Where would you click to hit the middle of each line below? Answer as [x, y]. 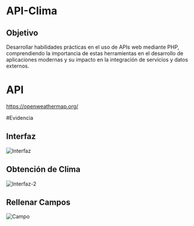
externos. [18, 66]
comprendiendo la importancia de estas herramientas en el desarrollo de [95, 53]
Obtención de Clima [43, 169]
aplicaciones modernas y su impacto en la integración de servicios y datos [97, 60]
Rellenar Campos [38, 202]
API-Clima [32, 11]
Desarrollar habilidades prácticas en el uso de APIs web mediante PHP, [93, 47]
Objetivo [22, 33]
